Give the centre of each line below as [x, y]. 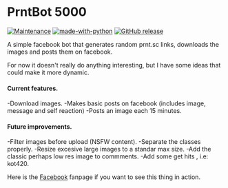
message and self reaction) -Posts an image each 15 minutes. [95, 111]
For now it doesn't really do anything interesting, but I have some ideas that [114, 65]
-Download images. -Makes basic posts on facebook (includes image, [106, 103]
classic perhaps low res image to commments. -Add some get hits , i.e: [108, 156]
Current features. [33, 88]
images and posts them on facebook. [60, 52]
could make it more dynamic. [48, 72]
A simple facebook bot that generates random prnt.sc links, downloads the [113, 44]
